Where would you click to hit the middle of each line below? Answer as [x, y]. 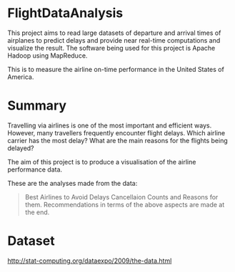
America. [21, 77]
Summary [37, 106]
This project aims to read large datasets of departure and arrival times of [114, 33]
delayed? [21, 148]
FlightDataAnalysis [65, 13]
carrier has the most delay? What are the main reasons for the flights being [118, 140]
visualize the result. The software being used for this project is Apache [111, 48]
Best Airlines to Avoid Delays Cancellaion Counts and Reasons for [121, 197]
